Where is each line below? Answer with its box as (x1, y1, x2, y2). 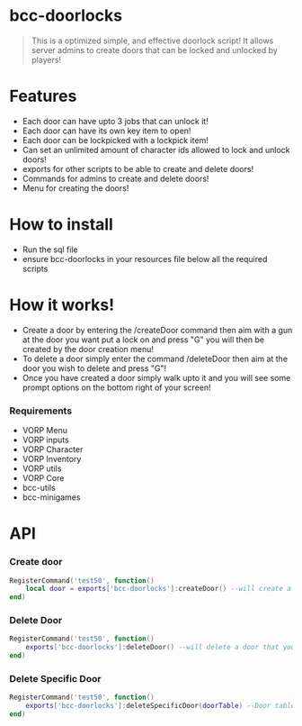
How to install (9, 214, 114, 235)
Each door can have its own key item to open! (22, 125, 191, 136)
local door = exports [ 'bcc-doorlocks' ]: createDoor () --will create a (25, 585, 292, 594)
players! (31, 54, 61, 65)
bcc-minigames (22, 492, 81, 503)
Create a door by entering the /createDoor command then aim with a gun (22, 324, 293, 335)
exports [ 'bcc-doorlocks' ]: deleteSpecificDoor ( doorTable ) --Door (25, 702, 271, 711)
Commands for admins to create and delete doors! (22, 173, 209, 184)
